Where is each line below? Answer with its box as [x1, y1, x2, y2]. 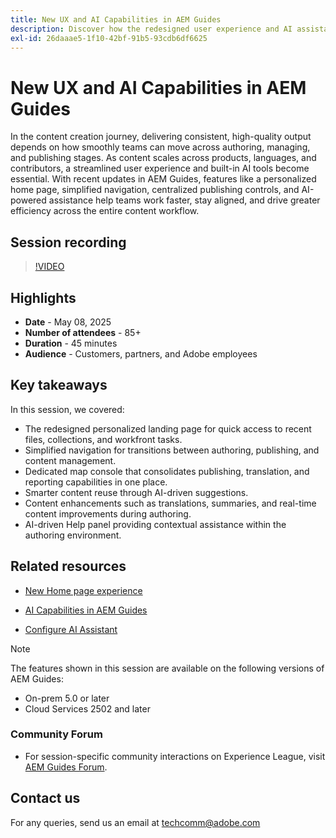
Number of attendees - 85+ [24, 326, 142, 338]
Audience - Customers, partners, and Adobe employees [24, 347, 258, 360]
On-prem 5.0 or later [24, 692, 110, 704]
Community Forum [10, 727, 103, 741]
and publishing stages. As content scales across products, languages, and [10, 152, 317, 164]
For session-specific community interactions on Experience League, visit [24, 750, 326, 762]
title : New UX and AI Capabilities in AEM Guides [10, 14, 222, 25]
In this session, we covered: [10, 403, 125, 415]
